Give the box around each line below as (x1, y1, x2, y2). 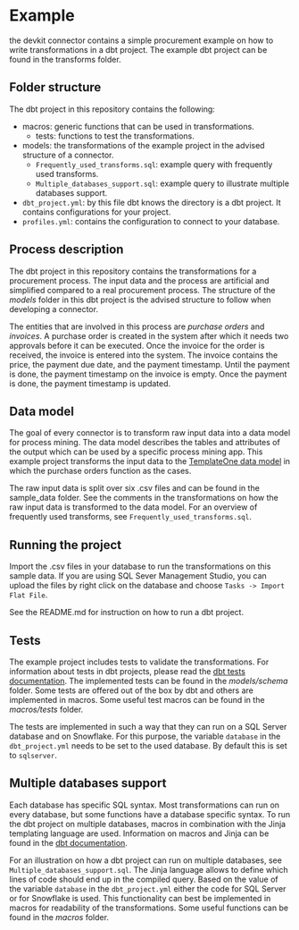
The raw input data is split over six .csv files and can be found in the (9, 483, 261, 494)
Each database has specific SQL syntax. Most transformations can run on (9, 799, 279, 810)
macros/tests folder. (9, 704, 84, 714)
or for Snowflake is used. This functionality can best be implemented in (9, 892, 271, 903)
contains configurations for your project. (21, 207, 171, 217)
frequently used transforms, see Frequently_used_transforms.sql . (9, 511, 252, 522)
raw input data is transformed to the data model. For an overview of (9, 502, 258, 512)
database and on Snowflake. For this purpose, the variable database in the (9, 731, 281, 741)
